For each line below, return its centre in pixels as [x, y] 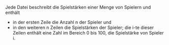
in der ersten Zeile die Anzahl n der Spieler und [62, 22]
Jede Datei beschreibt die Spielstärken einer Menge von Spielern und [78, 7]
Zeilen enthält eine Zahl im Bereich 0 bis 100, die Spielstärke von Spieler [88, 33]
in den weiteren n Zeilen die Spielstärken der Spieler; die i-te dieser [83, 27]
